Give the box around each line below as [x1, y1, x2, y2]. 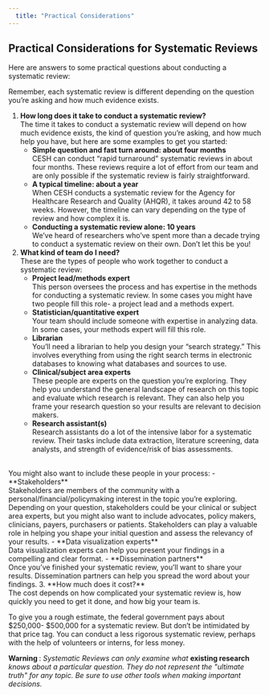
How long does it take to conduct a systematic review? [19, 111, 206, 121]
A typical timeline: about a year [31, 179, 139, 189]
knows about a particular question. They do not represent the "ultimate [8, 662, 245, 672]
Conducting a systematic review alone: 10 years [31, 222, 196, 232]
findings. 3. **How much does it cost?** [8, 580, 146, 590]
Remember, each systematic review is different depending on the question [8, 87, 255, 97]
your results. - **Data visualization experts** [8, 537, 158, 547]
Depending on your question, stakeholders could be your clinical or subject [8, 503, 257, 512]
